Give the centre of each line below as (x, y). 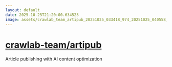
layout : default (23, 10)
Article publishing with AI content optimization (54, 59)
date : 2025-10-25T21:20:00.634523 (42, 15)
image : (12, 19)
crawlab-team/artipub (53, 45)
